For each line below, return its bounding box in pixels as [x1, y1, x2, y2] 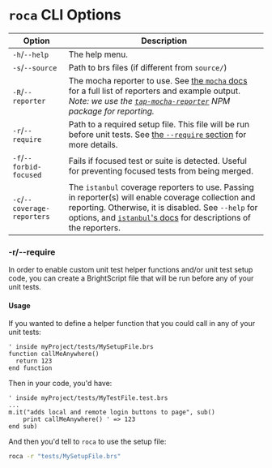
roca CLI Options [8, 6, 121, 24]
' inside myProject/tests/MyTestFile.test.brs [8, 394, 168, 402]
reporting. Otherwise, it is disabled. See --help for [68, 201, 258, 213]
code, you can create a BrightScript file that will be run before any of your [8, 273, 254, 283]
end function [8, 364, 53, 372]
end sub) [8, 423, 38, 431]
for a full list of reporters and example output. [68, 85, 241, 97]
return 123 [15, 357, 53, 366]
